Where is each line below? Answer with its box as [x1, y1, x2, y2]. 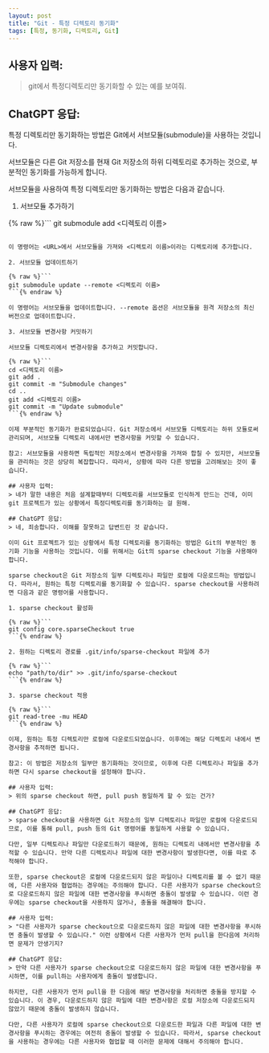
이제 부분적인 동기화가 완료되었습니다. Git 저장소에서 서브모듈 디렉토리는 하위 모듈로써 [8, 425, 259, 433]
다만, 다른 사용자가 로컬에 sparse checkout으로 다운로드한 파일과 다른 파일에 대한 [8, 1021, 253, 1029]
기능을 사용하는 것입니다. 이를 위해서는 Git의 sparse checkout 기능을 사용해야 [22, 547, 258, 555]
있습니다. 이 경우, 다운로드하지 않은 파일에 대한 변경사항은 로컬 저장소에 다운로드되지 [8, 997, 255, 1005]
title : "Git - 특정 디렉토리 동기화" [8, 19, 120, 27]
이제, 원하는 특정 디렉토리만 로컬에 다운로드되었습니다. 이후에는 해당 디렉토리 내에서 [8, 735, 251, 744]
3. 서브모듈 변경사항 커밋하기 [8, 328, 93, 336]
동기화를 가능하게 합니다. [29, 167, 108, 177]
